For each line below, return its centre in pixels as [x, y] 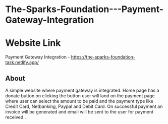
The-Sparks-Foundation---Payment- [85, 9]
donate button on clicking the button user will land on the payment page [80, 96]
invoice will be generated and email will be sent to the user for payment [79, 111]
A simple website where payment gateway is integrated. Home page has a [82, 90]
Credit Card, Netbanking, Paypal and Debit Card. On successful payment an [84, 106]
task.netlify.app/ [22, 63]
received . [16, 117]
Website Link [33, 43]
